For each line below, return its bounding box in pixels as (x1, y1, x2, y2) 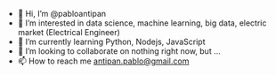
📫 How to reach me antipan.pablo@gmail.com (17, 56, 190, 66)
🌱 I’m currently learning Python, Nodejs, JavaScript (17, 36, 206, 47)
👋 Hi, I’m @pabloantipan (17, 9, 107, 19)
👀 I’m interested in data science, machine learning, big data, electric (17, 18, 267, 28)
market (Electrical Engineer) (17, 27, 120, 37)
